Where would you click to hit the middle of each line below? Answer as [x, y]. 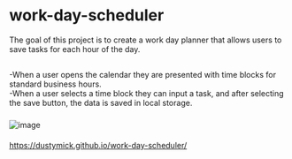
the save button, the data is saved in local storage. [101, 103]
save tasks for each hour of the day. [75, 49]
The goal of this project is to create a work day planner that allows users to [146, 40]
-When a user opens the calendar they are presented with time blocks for [143, 75]
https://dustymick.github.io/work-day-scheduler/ [98, 145]
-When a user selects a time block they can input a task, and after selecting [147, 94]
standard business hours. [55, 84]
